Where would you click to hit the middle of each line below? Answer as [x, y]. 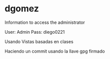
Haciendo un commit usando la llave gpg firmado [55, 51]
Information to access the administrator [45, 22]
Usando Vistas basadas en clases [39, 41]
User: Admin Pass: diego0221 [35, 32]
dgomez [22, 9]
